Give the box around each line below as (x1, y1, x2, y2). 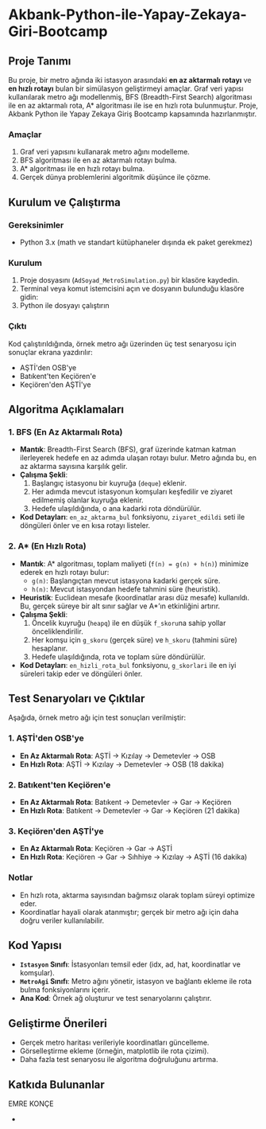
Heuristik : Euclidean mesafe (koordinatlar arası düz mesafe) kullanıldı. (19, 592, 250, 602)
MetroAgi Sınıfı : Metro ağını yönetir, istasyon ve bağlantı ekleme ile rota (19, 977, 253, 986)
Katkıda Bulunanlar (8, 1077, 105, 1092)
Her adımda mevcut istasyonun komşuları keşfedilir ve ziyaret (31, 487, 233, 497)
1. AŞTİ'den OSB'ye (8, 732, 85, 744)
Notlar (8, 872, 33, 883)
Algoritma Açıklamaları (8, 402, 125, 416)
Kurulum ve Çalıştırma (8, 195, 121, 209)
